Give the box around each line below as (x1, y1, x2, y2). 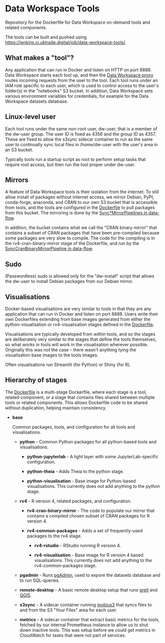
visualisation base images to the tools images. (5, 352, 99, 358)
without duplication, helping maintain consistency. (5, 404, 107, 410)
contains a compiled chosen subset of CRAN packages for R (27, 513, 150, 519)
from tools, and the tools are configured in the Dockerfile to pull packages (5, 204, 155, 210)
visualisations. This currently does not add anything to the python (27, 483, 160, 489)
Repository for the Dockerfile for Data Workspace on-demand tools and (5, 19, 150, 25)
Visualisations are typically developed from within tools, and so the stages (5, 331, 156, 337)
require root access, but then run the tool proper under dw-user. (5, 161, 135, 167)
